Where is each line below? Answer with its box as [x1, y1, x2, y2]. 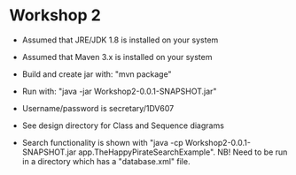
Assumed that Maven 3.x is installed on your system [21, 51, 213, 62]
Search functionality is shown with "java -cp [21, 137, 183, 148]
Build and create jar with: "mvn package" [21, 68, 172, 80]
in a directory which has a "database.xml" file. [21, 156, 191, 166]
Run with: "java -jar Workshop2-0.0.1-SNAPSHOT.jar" [21, 86, 217, 96]
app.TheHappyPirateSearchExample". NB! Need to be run [78, 147, 288, 157]
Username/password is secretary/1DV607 [21, 103, 175, 113]
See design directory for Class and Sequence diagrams [21, 120, 224, 131]
